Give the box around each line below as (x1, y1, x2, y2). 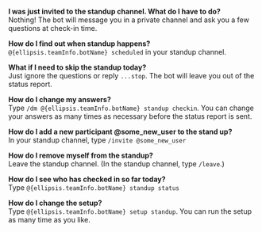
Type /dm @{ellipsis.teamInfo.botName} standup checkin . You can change (8, 103, 254, 112)
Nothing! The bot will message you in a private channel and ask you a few (8, 15, 250, 25)
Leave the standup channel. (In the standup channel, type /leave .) (8, 159, 225, 169)
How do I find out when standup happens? (8, 39, 151, 48)
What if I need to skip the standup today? (8, 63, 147, 72)
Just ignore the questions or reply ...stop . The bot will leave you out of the (8, 71, 255, 80)
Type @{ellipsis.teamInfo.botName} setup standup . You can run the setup (8, 207, 252, 216)
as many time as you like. (8, 215, 91, 224)
